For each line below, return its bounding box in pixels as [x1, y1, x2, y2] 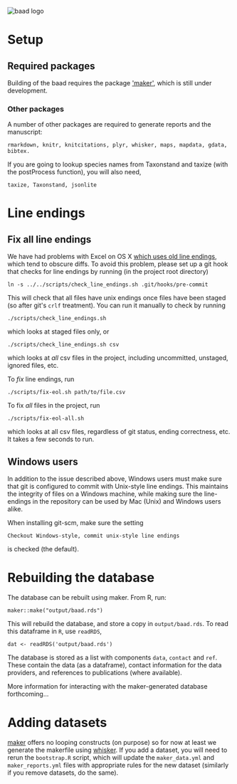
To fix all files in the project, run [7, 401, 100, 410]
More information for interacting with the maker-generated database [7, 682, 208, 691]
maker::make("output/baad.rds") [7, 607, 103, 615]
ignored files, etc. [7, 361, 59, 370]
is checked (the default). [7, 545, 80, 553]
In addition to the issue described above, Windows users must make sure [7, 475, 222, 483]
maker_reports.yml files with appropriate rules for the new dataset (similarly [7, 761, 229, 769]
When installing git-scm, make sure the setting [7, 519, 144, 527]
